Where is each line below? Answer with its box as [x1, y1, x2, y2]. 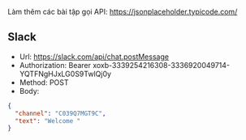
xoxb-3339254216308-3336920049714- [92, 60, 231, 70]
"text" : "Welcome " [15, 117, 81, 125]
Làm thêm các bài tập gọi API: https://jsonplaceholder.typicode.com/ [7, 7, 238, 16]
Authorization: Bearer [19, 60, 91, 70]
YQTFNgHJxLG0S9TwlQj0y [19, 69, 111, 78]
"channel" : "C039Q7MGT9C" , [15, 109, 106, 117]
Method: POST [19, 77, 69, 87]
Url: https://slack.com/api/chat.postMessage [19, 52, 170, 62]
